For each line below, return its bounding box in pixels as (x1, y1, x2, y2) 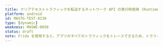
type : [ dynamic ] (5, 20, 38, 25)
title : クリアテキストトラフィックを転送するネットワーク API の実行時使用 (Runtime (5, 7, 159, 12)
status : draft (5, 29, 34, 34)
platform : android (5, 11, 42, 16)
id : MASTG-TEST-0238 (5, 16, 47, 21)
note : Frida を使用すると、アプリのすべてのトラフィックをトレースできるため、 (5, 34, 146, 39)
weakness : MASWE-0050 (5, 25, 49, 30)
